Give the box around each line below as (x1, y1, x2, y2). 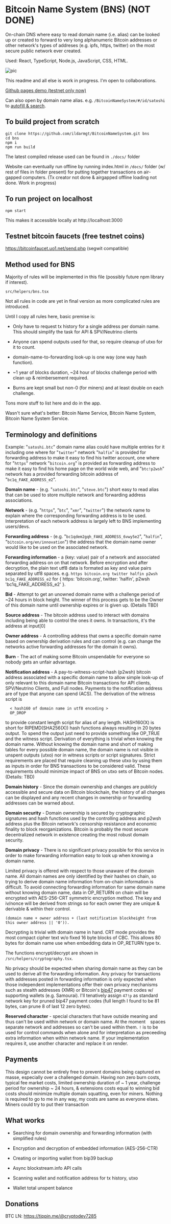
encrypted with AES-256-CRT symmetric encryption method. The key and (5, 895, 161, 901)
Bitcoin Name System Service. (5, 415, 69, 421)
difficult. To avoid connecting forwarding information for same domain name (5, 884, 166, 890)
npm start (5, 208, 27, 213)
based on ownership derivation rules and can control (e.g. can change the (5, 638, 161, 644)
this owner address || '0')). (5, 920, 70, 925)
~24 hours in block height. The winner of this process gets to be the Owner (5, 597, 164, 603)
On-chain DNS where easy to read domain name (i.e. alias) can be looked (5, 31, 160, 37)
